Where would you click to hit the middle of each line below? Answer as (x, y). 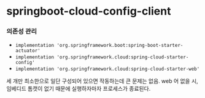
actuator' (28, 51)
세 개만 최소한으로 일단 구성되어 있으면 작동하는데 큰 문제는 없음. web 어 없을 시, (102, 81)
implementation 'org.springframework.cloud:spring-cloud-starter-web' (107, 69)
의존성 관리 (22, 32)
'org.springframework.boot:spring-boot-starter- (120, 46)
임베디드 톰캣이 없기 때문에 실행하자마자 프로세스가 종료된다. (79, 89)
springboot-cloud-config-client (89, 11)
